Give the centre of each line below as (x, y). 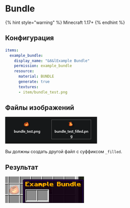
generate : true (34, 82)
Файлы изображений (40, 108)
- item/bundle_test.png (43, 92)
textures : (28, 87)
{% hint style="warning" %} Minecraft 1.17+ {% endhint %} (65, 22)
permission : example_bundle (43, 66)
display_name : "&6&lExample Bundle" (52, 61)
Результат (22, 167)
